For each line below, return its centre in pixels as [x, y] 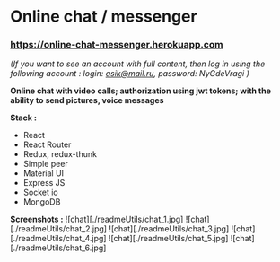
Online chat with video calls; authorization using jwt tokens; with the [141, 91]
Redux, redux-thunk [60, 154]
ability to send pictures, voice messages [87, 100]
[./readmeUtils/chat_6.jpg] [58, 248]
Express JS [44, 183]
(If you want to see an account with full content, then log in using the [138, 64]
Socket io [41, 192]
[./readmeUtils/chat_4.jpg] [58, 239]
